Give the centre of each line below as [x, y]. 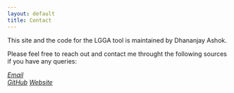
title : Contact [30, 20]
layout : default [31, 14]
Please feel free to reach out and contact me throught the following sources [117, 54]
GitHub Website [30, 82]
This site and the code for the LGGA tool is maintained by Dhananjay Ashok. [117, 40]
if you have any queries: [42, 61]
